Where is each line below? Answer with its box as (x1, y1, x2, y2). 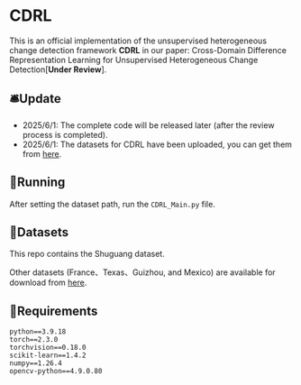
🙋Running (9, 175, 66, 190)
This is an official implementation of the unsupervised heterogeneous (9, 35, 268, 46)
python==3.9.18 (9, 327, 67, 336)
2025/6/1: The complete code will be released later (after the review (22, 119, 275, 131)
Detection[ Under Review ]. (9, 64, 107, 75)
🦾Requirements (9, 303, 98, 318)
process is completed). (22, 129, 108, 140)
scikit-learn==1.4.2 (9, 351, 87, 361)
